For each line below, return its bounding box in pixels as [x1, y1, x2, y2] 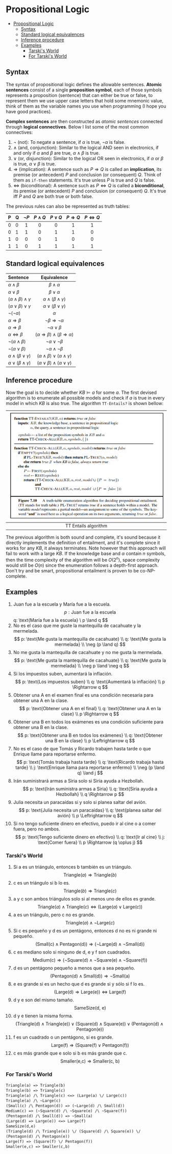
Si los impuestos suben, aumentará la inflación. [13, 671, 113, 677]
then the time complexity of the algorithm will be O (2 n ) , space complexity [6, 556, 160, 563]
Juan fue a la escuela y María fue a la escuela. [13, 601, 111, 608]
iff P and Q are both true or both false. [13, 193, 93, 199]
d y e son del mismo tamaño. [13, 996, 75, 1003]
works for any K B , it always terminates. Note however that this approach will [6, 545, 166, 551]
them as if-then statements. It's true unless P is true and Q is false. [13, 177, 156, 183]
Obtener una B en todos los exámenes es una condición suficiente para [13, 719, 164, 725]
